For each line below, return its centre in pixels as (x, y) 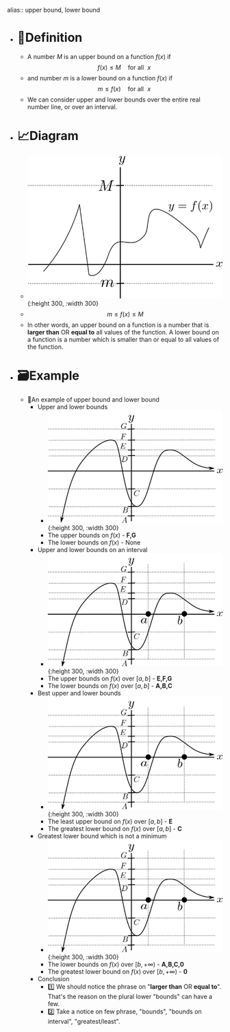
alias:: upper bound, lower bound (54, 10)
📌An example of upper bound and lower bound (93, 399)
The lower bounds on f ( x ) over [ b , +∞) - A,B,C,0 (116, 965)
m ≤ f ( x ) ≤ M (125, 314)
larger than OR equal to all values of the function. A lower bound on (123, 332)
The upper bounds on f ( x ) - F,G (92, 536)
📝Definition (50, 38)
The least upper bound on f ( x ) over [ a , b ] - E (110, 821)
